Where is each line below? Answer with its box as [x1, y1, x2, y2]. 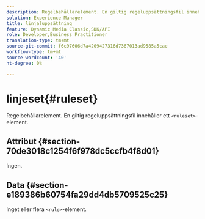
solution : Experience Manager [6, 15, 84, 21]
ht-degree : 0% [6, 60, 43, 66]
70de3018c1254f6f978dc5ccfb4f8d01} [6, 146, 160, 156]
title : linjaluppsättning [6, 20, 72, 26]
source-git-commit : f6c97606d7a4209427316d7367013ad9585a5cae [6, 43, 168, 50]
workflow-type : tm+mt [6, 49, 62, 55]
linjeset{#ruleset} [6, 92, 98, 106]
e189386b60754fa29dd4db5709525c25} [6, 189, 168, 199]
